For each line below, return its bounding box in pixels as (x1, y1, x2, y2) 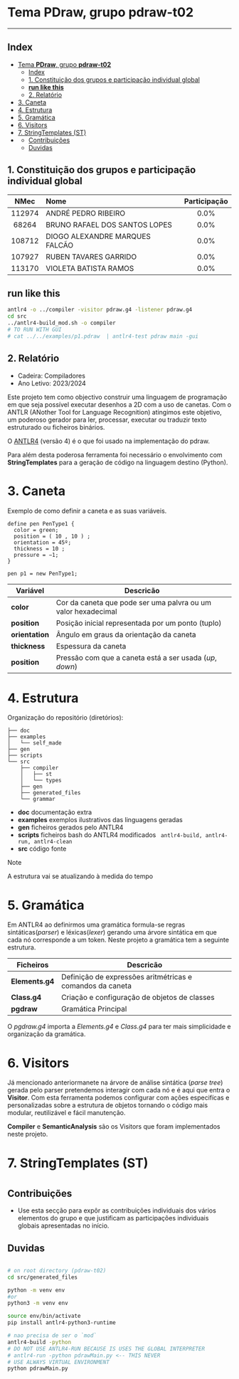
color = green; (14, 526, 59, 533)
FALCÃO (46, 240, 73, 250)
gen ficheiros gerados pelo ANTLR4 (17, 823, 124, 832)
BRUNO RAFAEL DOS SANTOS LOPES (46, 220, 173, 230)
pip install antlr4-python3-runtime (7, 1319, 116, 1326)
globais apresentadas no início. (17, 1221, 110, 1230)
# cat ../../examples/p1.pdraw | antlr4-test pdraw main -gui (7, 332, 199, 340)
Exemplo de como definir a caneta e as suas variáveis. (7, 506, 167, 515)
